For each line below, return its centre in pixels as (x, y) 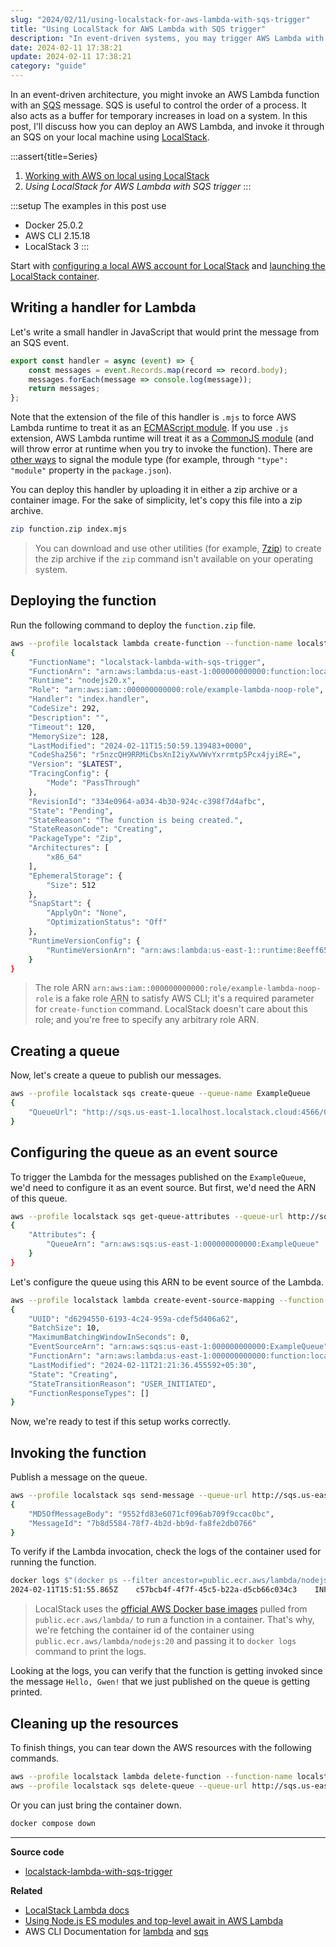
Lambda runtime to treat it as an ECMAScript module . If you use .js (149, 428)
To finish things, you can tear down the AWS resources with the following (161, 1747)
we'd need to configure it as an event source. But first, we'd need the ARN (163, 1187)
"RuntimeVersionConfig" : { (84, 941)
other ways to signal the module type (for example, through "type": (149, 460)
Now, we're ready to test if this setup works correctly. (121, 1422)
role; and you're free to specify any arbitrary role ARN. (147, 1020)
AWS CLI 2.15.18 (57, 235)
